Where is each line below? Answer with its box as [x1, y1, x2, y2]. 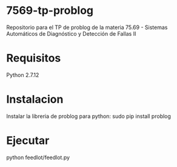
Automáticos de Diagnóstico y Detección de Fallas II [6, 30, 136, 37]
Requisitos [6, 51, 61, 65]
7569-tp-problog [6, 4, 94, 18]
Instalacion [6, 93, 64, 106]
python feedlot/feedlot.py [6, 154, 70, 161]
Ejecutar [6, 134, 50, 147]
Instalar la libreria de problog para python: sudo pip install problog [6, 113, 172, 120]
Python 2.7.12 [6, 71, 39, 79]
